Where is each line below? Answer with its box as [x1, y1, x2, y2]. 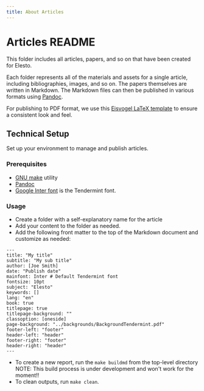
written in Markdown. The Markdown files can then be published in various [6, 86, 194, 94]
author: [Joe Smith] [6, 263, 59, 269]
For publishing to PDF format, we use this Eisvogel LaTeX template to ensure [6, 105, 198, 112]
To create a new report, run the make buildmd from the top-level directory [15, 358, 199, 365]
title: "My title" [6, 252, 53, 258]
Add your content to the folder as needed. [15, 222, 121, 229]
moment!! [15, 372, 40, 379]
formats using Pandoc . [6, 92, 63, 100]
